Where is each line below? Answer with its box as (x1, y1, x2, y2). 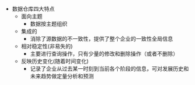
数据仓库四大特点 (11, 5, 55, 12)
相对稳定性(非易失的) (21, 42, 73, 50)
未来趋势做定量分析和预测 (30, 72, 94, 80)
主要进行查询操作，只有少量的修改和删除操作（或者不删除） (30, 50, 179, 57)
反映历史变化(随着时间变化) (21, 57, 89, 65)
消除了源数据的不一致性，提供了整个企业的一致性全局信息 (30, 35, 173, 42)
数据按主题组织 (30, 20, 68, 27)
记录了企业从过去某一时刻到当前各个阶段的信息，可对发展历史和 (30, 65, 189, 72)
